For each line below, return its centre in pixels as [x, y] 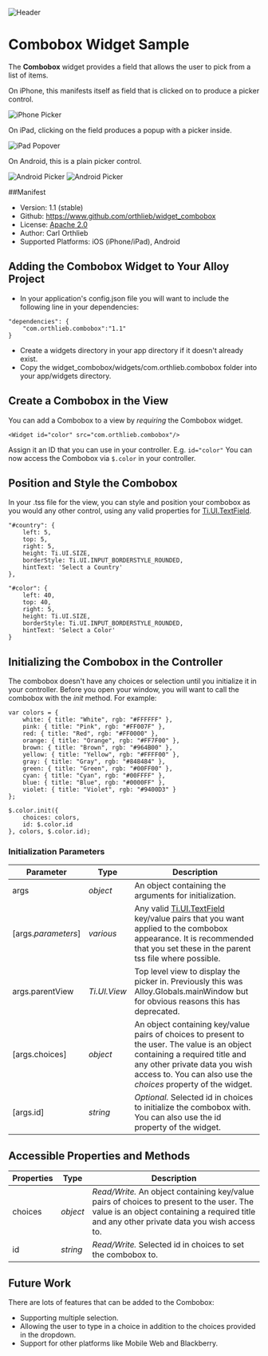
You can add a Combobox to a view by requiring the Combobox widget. [126, 420]
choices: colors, [51, 818]
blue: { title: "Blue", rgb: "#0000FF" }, [94, 783]
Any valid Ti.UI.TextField [179, 909]
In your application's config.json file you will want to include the [124, 298]
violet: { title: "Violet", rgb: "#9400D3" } [100, 790]
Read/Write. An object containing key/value [173, 1192]
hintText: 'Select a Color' [69, 630]
